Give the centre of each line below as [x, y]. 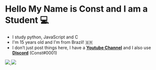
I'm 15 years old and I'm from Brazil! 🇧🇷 [52, 42]
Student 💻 [27, 20]
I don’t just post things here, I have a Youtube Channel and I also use [81, 48]
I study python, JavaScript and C [45, 37]
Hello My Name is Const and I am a [76, 9]
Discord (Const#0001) [35, 52]
